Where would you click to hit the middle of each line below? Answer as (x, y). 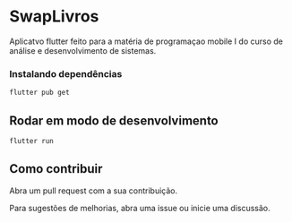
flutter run (31, 141)
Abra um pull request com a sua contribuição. (94, 191)
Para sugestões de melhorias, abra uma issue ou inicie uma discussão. (140, 208)
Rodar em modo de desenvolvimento (114, 120)
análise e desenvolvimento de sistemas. (83, 50)
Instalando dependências (66, 73)
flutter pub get (39, 93)
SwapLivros (54, 17)
